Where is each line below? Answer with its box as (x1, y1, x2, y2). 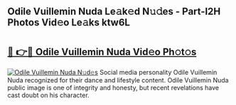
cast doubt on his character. (7, 91, 90, 99)
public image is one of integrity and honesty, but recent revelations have (7, 84, 219, 92)
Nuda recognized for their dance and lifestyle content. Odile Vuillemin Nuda (7, 76, 229, 84)
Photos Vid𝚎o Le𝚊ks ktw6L (7, 17, 130, 29)
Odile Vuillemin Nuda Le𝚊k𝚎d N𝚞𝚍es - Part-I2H (7, 6, 221, 18)
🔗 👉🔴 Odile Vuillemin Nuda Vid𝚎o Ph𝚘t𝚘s (7, 46, 197, 58)
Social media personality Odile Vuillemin (99, 68, 218, 76)
